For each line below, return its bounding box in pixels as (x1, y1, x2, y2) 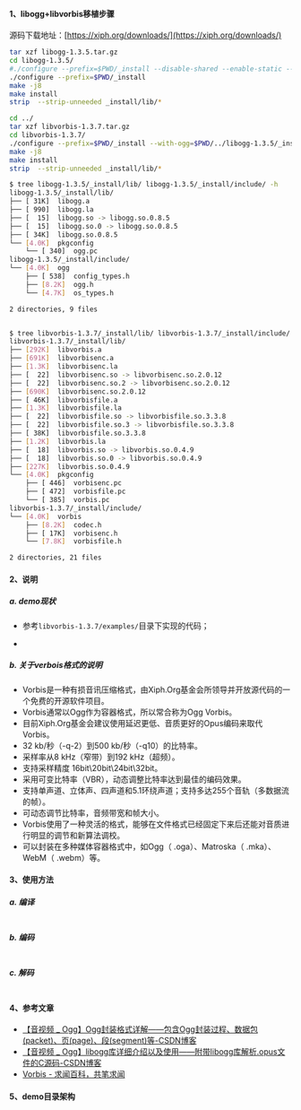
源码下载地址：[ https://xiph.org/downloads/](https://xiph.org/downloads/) (9, 30, 282, 40)
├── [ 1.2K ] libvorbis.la (9, 437, 106, 446)
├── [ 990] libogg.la (9, 205, 94, 214)
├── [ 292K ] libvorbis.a (9, 345, 102, 354)
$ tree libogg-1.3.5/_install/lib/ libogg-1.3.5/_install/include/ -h (9, 180, 279, 189)
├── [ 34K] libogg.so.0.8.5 (9, 230, 118, 239)
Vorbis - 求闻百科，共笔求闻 (21, 1069, 125, 1080)
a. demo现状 (9, 596, 56, 607)
